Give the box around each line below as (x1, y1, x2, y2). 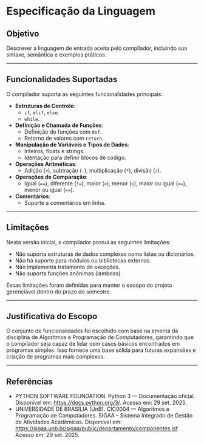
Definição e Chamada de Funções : (15, 122, 104, 129)
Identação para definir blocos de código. (24, 154, 126, 161)
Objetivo (6, 29, 39, 39)
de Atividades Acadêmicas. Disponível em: (15, 418, 123, 426)
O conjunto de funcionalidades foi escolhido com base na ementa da (6, 327, 178, 335)
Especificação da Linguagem (6, 4, 156, 18)
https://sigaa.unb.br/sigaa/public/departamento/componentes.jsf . (15, 425, 179, 432)
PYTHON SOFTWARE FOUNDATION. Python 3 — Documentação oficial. (15, 393, 195, 400)
